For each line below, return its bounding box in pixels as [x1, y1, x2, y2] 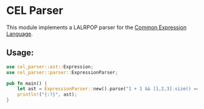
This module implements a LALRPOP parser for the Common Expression [6, 24, 187, 31]
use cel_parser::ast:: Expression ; [6, 64, 94, 70]
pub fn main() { [6, 80, 47, 87]
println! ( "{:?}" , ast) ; [17, 91, 78, 97]
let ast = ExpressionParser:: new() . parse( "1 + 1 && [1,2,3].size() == [17, 86, 200, 92]
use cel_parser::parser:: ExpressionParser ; [6, 69, 118, 76]
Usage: [6, 48, 35, 58]
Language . [6, 30, 33, 37]
